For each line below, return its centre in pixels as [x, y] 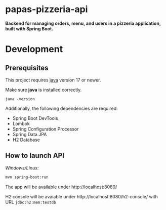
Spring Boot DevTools [35, 118]
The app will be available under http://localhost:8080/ [61, 187]
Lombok [21, 123]
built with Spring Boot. [29, 28]
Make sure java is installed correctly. [44, 90]
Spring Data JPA [30, 134]
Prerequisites [27, 68]
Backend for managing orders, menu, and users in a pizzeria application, [83, 23]
